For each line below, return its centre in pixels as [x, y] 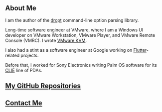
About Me [21, 8]
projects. [30, 55]
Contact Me [24, 103]
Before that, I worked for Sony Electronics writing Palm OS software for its [81, 65]
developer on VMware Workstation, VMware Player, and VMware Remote [80, 35]
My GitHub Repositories [43, 86]
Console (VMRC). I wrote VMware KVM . [46, 40]
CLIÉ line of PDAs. [24, 70]
